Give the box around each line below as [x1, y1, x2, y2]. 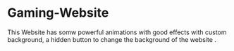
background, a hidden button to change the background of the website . [7, 35, 217, 43]
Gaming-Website [7, 5, 109, 21]
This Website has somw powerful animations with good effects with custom [7, 28, 227, 36]
